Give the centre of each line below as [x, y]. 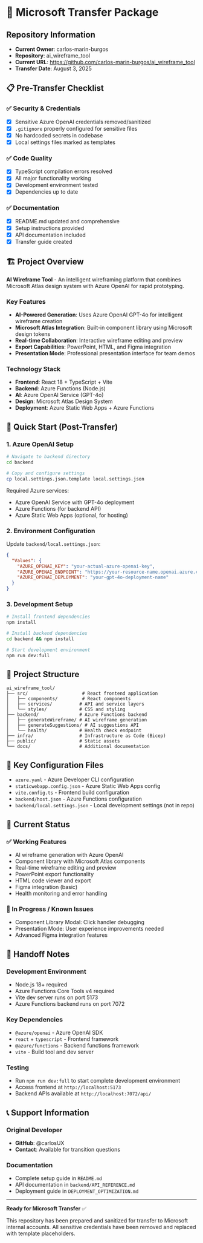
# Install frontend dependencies [48, 617]
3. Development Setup [40, 604]
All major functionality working [53, 179]
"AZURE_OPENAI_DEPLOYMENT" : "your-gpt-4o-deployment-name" [93, 577]
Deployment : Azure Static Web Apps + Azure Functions [85, 408]
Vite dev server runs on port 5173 [56, 997]
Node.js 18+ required [41, 984]
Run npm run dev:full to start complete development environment [98, 1081]
